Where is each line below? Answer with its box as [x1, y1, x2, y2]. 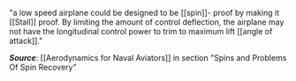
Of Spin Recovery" [9, 62, 77, 72]
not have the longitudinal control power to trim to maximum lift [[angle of [9, 26, 273, 36]
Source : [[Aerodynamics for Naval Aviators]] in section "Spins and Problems [9, 53, 287, 63]
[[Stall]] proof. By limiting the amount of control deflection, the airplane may [9, 17, 285, 27]
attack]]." [9, 35, 43, 46]
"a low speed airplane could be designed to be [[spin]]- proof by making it [9, 8, 280, 18]
